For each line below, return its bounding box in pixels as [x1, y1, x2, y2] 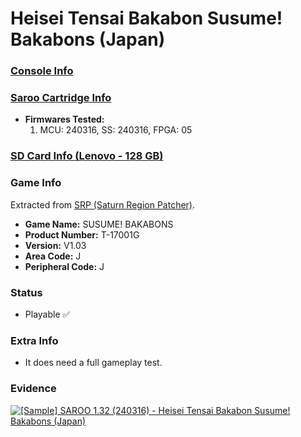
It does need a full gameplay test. [24, 357, 163, 369]
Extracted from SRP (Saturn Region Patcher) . [10, 198, 196, 211]
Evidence [10, 382, 57, 396]
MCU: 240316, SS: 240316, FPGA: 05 [39, 124, 193, 136]
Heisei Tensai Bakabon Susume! [10, 7, 283, 30]
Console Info [10, 64, 74, 78]
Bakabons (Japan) [10, 28, 166, 51]
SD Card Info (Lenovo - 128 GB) [10, 149, 164, 163]
